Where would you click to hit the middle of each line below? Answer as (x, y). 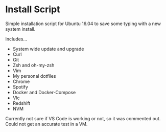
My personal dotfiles (34, 76)
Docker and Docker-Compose (44, 92)
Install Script (33, 9)
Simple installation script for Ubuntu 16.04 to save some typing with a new (83, 24)
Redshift (21, 103)
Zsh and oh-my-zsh (33, 65)
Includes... (16, 39)
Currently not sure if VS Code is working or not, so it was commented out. (83, 118)
